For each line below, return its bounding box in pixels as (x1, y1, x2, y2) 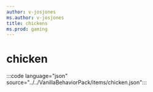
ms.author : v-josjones (6, 15, 64, 21)
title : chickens (6, 20, 48, 26)
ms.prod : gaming (6, 26, 48, 32)
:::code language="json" (6, 73, 68, 80)
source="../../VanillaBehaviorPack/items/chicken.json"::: (6, 79, 147, 86)
